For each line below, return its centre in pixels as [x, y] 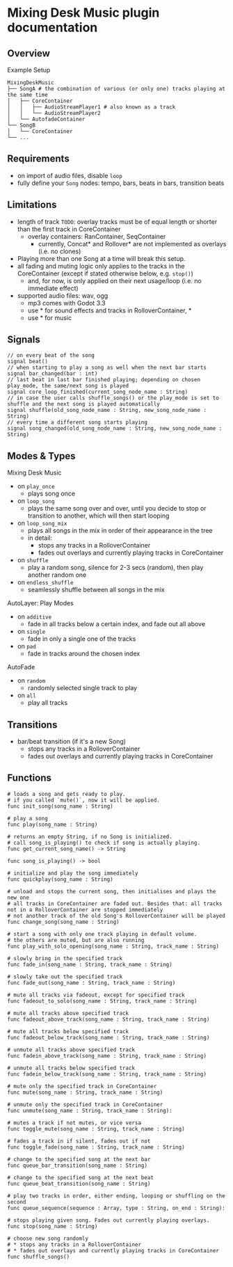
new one [18, 898]
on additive [34, 616]
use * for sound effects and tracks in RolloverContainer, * [110, 310]
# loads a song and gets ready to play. [67, 794]
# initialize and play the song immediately [73, 873]
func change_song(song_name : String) [63, 922]
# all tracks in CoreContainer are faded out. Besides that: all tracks [115, 903]
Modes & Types [41, 456]
